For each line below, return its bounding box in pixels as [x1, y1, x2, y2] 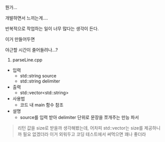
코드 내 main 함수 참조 [20, 102, 64, 107]
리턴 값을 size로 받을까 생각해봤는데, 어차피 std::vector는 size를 [17, 125, 143, 131]
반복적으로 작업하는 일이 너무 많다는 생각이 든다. [5, 25, 99, 31]
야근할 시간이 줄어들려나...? [5, 47, 58, 52]
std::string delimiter [20, 78, 60, 84]
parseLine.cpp [12, 57, 43, 62]
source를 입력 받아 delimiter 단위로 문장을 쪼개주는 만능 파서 [20, 114, 139, 120]
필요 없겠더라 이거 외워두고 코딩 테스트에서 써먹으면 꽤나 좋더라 [23, 131, 146, 137]
